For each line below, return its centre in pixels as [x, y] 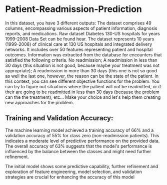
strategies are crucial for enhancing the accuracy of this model [70, 177]
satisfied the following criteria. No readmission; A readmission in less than [81, 60]
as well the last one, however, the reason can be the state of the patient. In [82, 76]
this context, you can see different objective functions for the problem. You [82, 81]
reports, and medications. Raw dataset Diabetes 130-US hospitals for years [82, 33]
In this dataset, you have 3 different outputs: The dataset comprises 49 [78, 23]
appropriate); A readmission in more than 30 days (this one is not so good [81, 70]
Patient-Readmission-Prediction [74, 9]
